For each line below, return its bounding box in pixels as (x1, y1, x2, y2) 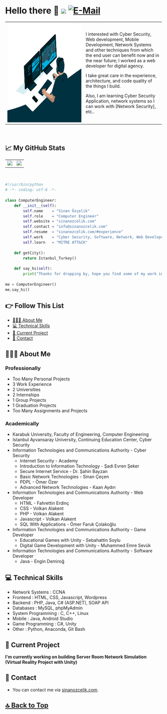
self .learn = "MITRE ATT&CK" (23, 239, 88, 245)
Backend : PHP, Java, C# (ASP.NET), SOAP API (12, 600, 109, 606)
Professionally (5, 364, 41, 371)
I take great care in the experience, (85, 73, 157, 79)
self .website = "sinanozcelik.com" (23, 219, 97, 224)
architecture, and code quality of (85, 78, 153, 84)
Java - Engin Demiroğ (19, 558, 65, 565)
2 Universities (12, 386, 41, 393)
